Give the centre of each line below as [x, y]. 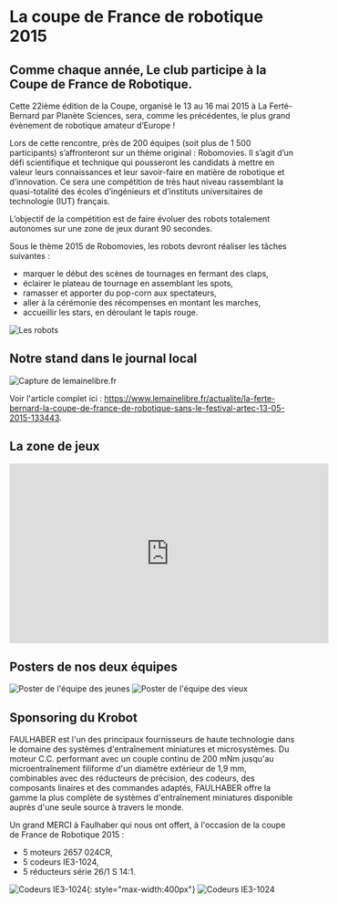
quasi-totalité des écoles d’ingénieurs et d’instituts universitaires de [136, 192]
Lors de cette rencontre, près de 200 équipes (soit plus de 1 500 [130, 143]
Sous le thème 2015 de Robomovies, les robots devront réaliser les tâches [148, 246]
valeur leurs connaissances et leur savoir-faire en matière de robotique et [147, 172]
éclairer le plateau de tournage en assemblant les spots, [128, 283]
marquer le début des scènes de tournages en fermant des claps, [145, 274]
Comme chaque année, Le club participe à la [138, 70]
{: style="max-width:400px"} [141, 889]
